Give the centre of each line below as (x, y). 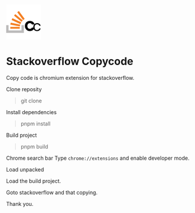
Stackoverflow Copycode (70, 62)
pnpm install (35, 124)
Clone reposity (24, 89)
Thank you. (20, 204)
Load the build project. (34, 181)
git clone (31, 101)
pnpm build (34, 146)
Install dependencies (32, 112)
